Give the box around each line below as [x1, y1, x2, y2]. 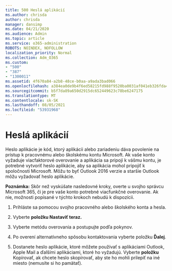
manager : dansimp [5, 21, 42, 27]
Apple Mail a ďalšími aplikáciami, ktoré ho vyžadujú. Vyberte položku [12, 249, 159, 255]
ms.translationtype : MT [5, 93, 56, 98]
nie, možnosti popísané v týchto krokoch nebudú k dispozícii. [5, 194, 135, 200]
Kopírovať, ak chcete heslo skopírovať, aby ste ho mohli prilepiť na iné [12, 254, 160, 261]
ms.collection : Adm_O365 [5, 55, 58, 60]
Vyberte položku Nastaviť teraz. [12, 214, 82, 220]
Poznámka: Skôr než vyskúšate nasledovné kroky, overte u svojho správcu [5, 183, 164, 189]
